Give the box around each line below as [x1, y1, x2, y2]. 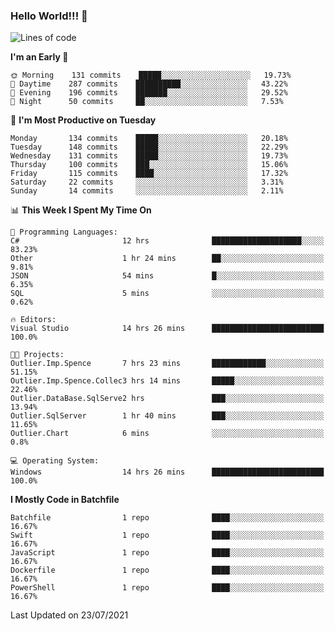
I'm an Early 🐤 [10, 51, 69, 63]
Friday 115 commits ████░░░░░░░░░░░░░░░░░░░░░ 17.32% [10, 169, 288, 179]
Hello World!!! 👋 [10, 9, 88, 23]
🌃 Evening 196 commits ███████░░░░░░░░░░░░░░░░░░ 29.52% [10, 88, 288, 98]
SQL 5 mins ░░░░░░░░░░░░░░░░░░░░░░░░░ [10, 289, 325, 299]
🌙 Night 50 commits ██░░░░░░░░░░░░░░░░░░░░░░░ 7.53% [10, 97, 284, 107]
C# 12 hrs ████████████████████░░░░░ [10, 236, 325, 246]
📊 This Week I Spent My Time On [10, 204, 152, 216]
